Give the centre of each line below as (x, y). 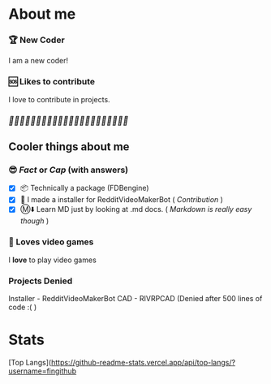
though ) (34, 221)
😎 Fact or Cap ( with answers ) (68, 170)
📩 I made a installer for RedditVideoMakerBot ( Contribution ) (121, 200)
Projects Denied (41, 281)
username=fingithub (43, 371)
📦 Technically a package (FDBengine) (84, 188)
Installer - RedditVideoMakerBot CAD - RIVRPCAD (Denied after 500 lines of (135, 299)
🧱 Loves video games (51, 242)
